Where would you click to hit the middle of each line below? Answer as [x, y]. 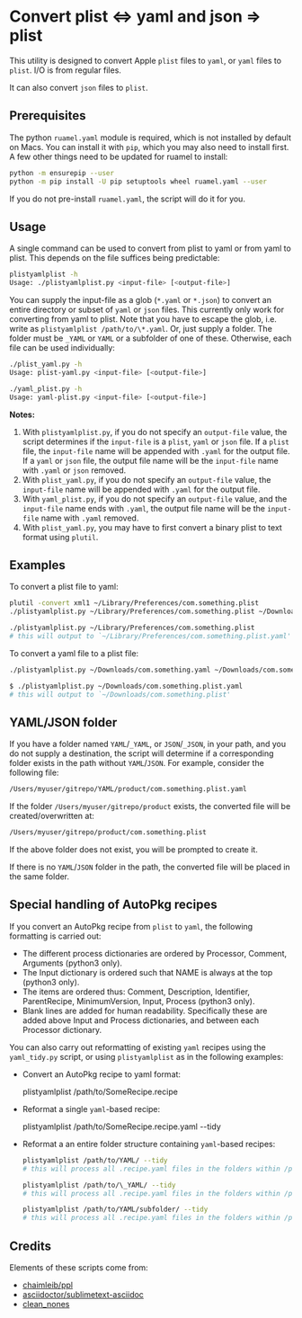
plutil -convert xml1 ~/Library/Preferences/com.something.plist [134, 603]
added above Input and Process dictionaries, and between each [141, 1020]
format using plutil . [60, 537]
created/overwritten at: [52, 816]
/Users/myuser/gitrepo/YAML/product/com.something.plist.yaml [128, 789]
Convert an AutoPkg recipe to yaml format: [102, 1074]
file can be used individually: [62, 348]
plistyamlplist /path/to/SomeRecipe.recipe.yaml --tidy [122, 1127]
